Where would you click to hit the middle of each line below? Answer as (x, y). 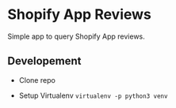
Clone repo (37, 80)
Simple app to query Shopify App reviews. (77, 36)
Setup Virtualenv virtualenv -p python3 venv (93, 95)
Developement (44, 61)
